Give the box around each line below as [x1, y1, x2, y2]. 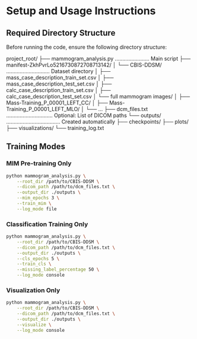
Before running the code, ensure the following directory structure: [6, 43, 167, 50]
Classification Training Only [6, 220, 88, 228]
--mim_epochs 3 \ [17, 195, 60, 201]
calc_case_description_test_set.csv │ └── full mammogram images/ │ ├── [6, 93, 190, 100]
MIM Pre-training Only [6, 159, 72, 167]
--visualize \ [17, 322, 52, 328]
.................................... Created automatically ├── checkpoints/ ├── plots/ [6, 118, 189, 125]
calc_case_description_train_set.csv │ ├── [6, 87, 111, 93]
